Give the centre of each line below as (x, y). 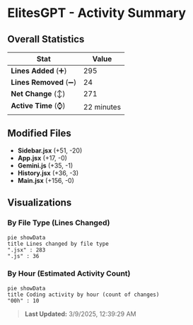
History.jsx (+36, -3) (48, 173)
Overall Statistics (46, 39)
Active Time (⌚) (38, 106)
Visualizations (40, 203)
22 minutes (102, 107)
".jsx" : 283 (27, 250)
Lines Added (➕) (39, 71)
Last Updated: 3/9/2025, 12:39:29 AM (80, 314)
